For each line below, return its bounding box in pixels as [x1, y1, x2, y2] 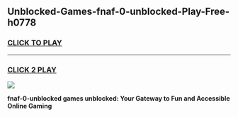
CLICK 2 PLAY [7, 65, 57, 74]
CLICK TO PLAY [7, 38, 62, 48]
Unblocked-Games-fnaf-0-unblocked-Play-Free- [7, 6, 230, 18]
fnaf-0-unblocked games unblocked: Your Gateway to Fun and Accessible [7, 94, 230, 102]
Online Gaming [7, 101, 52, 110]
